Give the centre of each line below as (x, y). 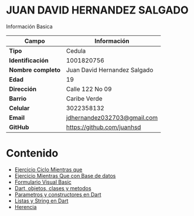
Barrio (18, 99)
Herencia (25, 207)
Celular (19, 108)
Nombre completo (35, 70)
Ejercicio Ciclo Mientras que (48, 169)
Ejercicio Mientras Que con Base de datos (65, 176)
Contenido (32, 153)
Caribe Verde (84, 99)
